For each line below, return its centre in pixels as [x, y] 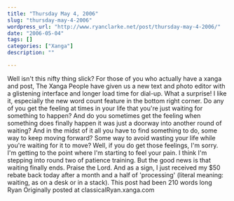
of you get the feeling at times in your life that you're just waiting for [105, 108]
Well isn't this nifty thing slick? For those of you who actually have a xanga [115, 78]
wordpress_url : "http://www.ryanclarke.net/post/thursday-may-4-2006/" [114, 27]
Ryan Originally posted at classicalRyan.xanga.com [81, 190]
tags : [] [20, 40]
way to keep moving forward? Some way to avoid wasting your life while [111, 137]
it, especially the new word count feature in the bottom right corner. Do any [116, 100]
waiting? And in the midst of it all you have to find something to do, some [112, 131]
